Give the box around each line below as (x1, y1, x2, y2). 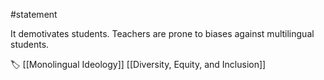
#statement (10, 9, 58, 20)
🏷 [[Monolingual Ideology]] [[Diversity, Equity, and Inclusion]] (10, 59, 267, 70)
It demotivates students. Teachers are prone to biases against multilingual (10, 28, 315, 39)
